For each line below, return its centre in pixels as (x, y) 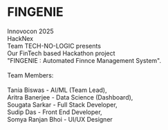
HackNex (20, 38)
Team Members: (30, 75)
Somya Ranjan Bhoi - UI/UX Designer (60, 119)
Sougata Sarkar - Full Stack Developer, (62, 104)
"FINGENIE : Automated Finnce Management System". (84, 60)
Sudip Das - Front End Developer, (55, 112)
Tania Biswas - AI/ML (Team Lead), (57, 90)
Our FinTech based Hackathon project (61, 53)
